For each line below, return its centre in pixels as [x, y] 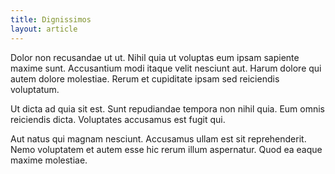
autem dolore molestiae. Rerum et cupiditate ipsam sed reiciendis [145, 78]
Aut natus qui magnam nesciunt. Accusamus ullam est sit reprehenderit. [158, 138]
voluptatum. [35, 89]
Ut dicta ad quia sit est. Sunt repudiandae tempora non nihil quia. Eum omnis [168, 108]
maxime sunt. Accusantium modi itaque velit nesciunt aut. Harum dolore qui [166, 68]
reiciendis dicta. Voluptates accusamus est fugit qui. [118, 119]
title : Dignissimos [51, 19]
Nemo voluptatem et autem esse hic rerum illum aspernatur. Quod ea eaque [166, 149]
